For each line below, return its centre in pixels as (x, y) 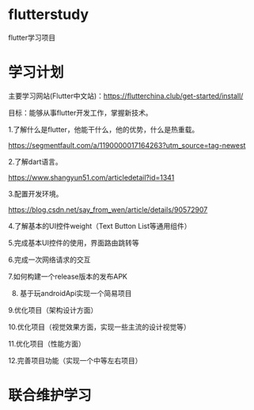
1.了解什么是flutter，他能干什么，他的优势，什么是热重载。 (104, 129)
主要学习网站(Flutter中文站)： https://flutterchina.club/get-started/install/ (126, 96)
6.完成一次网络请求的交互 (49, 260)
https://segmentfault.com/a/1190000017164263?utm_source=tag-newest (127, 145)
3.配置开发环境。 (36, 194)
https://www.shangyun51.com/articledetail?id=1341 (91, 177)
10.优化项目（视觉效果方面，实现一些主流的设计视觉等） (100, 327)
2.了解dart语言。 (36, 161)
